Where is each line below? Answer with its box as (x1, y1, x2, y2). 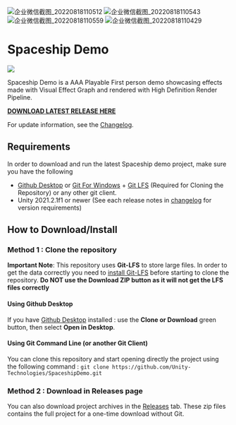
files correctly (7, 283, 49, 292)
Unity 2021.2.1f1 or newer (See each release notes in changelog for (17, 196, 212, 204)
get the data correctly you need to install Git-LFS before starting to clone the (7, 268, 230, 277)
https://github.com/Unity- (111, 364, 192, 371)
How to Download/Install (7, 224, 118, 236)
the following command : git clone (7, 362, 109, 371)
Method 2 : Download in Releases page (7, 385, 143, 395)
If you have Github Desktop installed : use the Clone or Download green (7, 315, 217, 324)
